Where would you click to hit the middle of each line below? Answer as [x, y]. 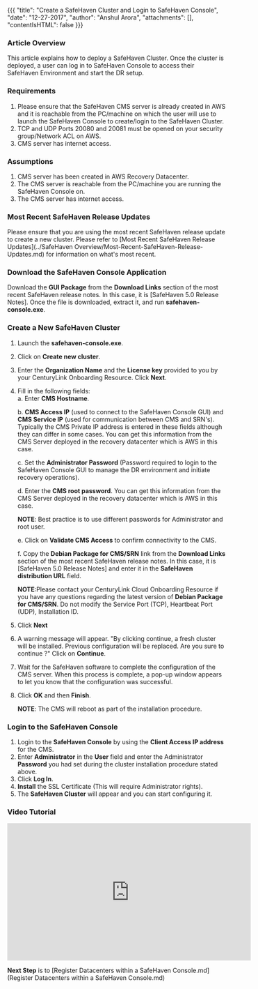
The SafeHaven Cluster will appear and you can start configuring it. [115, 794]
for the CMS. [35, 750]
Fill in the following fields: [54, 391]
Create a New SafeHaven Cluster [64, 328]
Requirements [32, 91]
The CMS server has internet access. [71, 199]
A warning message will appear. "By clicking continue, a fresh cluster [116, 638]
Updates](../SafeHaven [40, 247]
